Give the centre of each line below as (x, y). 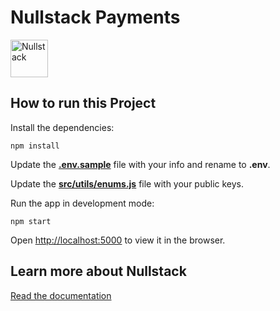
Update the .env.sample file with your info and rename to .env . (140, 164)
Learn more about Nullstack (98, 271)
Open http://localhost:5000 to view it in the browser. (118, 240)
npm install (35, 146)
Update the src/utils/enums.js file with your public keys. (127, 183)
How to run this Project (83, 103)
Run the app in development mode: (82, 203)
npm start (31, 221)
